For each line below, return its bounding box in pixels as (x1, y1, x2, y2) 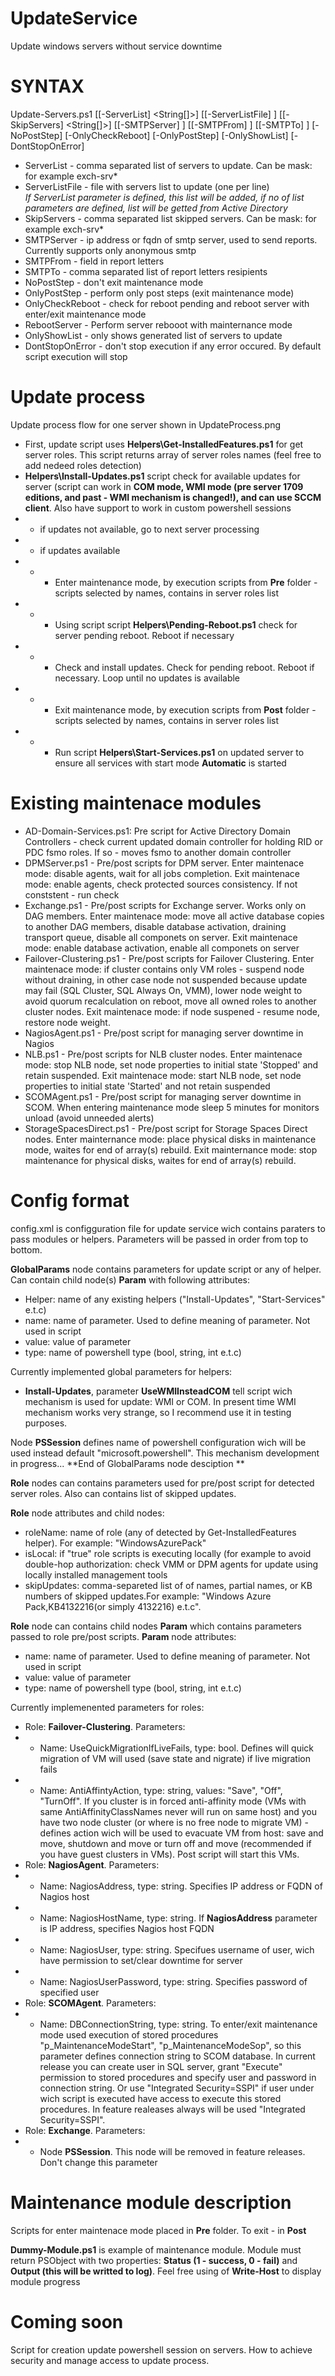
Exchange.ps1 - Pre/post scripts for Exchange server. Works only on (24, 899, 307, 911)
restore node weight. (24, 1016, 111, 1028)
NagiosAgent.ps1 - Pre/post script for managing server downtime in (24, 1027, 304, 1039)
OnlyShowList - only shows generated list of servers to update (24, 329, 283, 341)
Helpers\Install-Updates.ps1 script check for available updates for (24, 470, 301, 482)
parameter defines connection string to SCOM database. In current (39, 2050, 316, 2062)
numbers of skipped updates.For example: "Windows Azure (24, 1590, 272, 1602)
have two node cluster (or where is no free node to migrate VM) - (39, 1816, 309, 1828)
